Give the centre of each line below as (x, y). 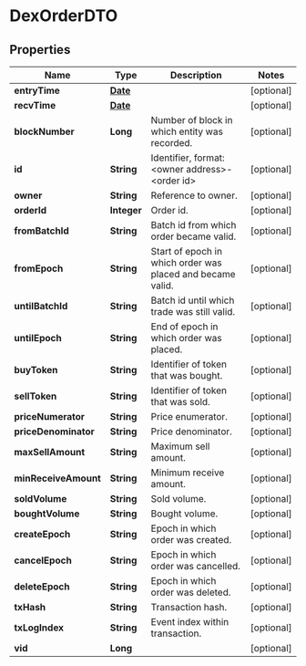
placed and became (193, 274)
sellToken (36, 396)
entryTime (37, 90)
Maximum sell (180, 446)
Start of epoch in (187, 251)
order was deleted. (191, 592)
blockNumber (44, 131)
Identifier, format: (188, 158)
